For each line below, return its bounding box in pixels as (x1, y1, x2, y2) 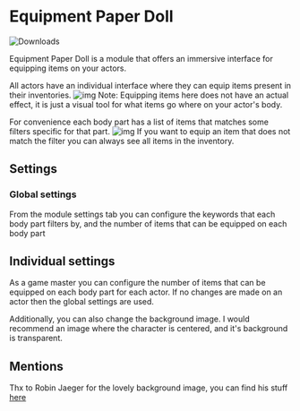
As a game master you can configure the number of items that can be (9, 278, 266, 288)
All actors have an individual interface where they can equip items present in (9, 80, 292, 90)
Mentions (9, 358, 64, 373)
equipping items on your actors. (9, 63, 127, 73)
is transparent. (9, 333, 63, 344)
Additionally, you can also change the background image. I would (9, 313, 250, 324)
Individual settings (9, 253, 116, 270)
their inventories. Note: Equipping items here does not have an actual (9, 90, 289, 100)
